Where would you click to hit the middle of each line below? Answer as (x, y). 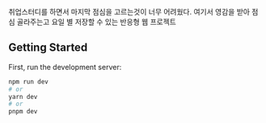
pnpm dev (23, 112)
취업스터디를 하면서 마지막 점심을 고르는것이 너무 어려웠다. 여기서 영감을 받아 (129, 12)
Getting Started (48, 48)
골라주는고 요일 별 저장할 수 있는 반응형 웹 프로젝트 (96, 22)
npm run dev (28, 82)
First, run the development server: (65, 67)
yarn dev (23, 96)
